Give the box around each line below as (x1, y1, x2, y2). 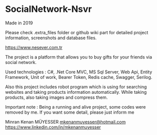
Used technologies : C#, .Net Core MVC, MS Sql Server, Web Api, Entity (5, 68, 153, 75)
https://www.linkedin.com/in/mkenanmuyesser (5, 124, 101, 130)
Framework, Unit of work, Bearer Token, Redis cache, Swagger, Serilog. (5, 74, 153, 80)
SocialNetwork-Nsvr (5, 3, 92, 15)
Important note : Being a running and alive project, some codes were (5, 104, 146, 110)
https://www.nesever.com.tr (5, 44, 63, 50)
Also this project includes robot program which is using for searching (5, 83, 147, 90)
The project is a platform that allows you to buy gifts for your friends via (5, 54, 153, 60)
